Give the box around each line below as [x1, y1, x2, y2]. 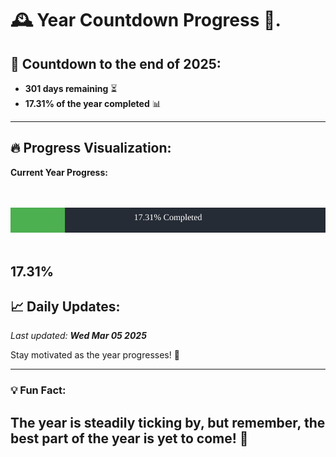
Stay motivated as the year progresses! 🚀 [10, 349, 180, 361]
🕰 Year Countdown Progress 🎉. [10, 9, 282, 32]
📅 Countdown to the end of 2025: [10, 55, 222, 72]
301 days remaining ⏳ [24, 83, 118, 94]
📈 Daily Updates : [10, 298, 121, 315]
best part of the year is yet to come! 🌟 [10, 430, 249, 447]
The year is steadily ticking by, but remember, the [10, 414, 326, 431]
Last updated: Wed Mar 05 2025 [10, 330, 147, 342]
